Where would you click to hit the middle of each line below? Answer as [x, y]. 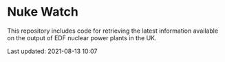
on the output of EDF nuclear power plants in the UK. [82, 37]
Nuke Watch [43, 12]
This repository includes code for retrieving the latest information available [113, 31]
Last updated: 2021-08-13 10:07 [52, 51]
